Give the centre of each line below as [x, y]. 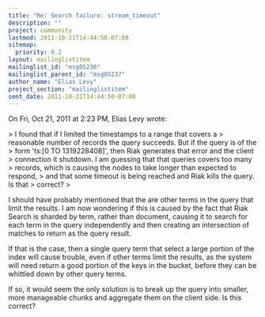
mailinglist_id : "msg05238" [55, 67]
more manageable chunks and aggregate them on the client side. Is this [125, 298]
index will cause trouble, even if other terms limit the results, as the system [130, 257]
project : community [40, 30]
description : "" [35, 23]
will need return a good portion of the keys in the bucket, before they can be [132, 266]
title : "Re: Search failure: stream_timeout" [84, 15]
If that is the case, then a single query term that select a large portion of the [131, 249]
